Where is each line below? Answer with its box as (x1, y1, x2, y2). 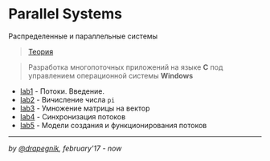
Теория (27, 46, 54, 56)
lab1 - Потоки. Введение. (19, 86, 104, 96)
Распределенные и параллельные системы (8, 31, 158, 41)
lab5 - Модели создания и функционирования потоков (19, 120, 207, 130)
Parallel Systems (8, 5, 123, 23)
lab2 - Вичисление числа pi (19, 95, 115, 104)
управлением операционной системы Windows (27, 70, 194, 80)
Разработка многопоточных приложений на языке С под (27, 62, 223, 72)
